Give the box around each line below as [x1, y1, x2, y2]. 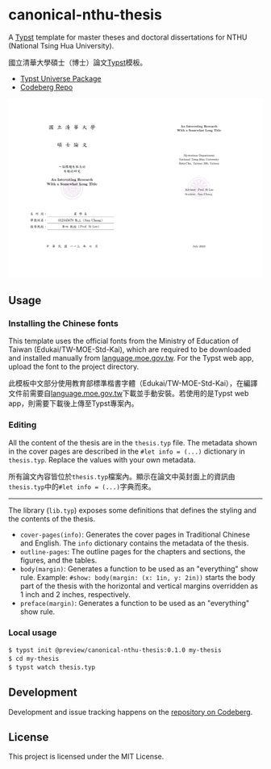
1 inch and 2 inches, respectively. [19, 589, 131, 599]
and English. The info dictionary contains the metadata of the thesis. [19, 538, 249, 548]
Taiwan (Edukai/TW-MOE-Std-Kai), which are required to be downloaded [8, 345, 252, 354]
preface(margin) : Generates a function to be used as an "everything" [19, 598, 250, 608]
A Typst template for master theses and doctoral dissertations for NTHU [8, 32, 248, 42]
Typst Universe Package [19, 73, 102, 83]
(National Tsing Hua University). [8, 40, 115, 50]
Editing [8, 420, 37, 431]
